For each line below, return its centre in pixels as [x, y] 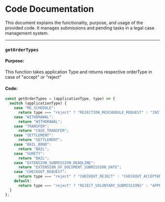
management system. [27, 33]
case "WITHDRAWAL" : [34, 117]
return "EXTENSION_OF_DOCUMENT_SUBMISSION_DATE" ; [70, 167]
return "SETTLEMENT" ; [40, 140]
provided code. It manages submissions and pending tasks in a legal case [80, 28]
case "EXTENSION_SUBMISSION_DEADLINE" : [55, 163]
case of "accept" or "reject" [33, 77]
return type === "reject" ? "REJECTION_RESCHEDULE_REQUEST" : [83, 112]
